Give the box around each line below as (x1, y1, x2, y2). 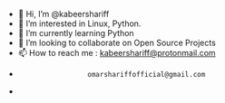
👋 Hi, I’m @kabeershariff (17, 9, 110, 19)
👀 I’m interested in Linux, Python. (17, 18, 142, 29)
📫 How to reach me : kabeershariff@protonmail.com (17, 48, 216, 58)
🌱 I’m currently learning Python (17, 28, 134, 38)
